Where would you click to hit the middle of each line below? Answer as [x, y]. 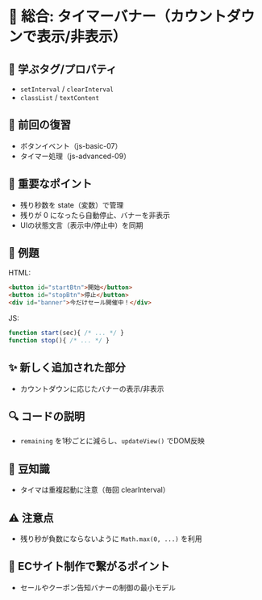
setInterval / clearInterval [67, 89]
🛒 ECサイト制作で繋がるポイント [89, 566]
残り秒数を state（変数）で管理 [72, 205]
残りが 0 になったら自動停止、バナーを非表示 [95, 215]
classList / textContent [59, 97]
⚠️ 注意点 [31, 518]
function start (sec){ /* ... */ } [67, 333]
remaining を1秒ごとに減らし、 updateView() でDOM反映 [112, 441]
